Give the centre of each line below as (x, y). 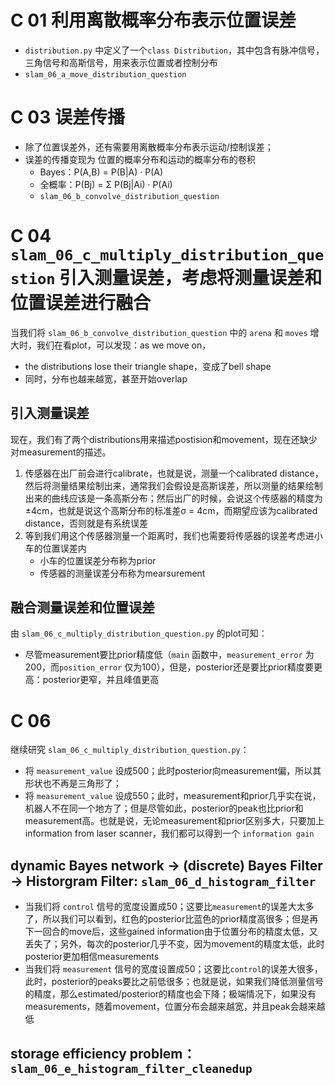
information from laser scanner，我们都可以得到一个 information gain (169, 833)
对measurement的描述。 (61, 452)
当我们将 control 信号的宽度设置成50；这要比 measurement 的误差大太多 (169, 907)
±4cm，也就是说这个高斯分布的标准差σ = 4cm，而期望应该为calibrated (171, 510)
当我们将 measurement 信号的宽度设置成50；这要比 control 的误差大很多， (173, 969)
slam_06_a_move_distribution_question (105, 74)
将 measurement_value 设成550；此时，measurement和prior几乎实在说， (173, 796)
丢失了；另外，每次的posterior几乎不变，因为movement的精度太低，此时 (174, 944)
